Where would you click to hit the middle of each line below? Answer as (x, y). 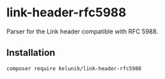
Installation (31, 53)
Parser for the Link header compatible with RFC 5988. (82, 31)
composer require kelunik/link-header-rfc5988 (74, 68)
